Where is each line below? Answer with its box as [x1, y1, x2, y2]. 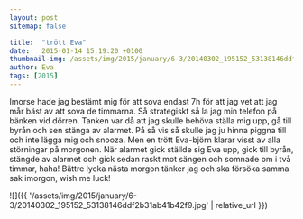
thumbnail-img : [9, 55, 67, 64]
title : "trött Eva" [9, 38, 87, 47]
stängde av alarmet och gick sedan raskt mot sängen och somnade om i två [9, 153, 291, 164]
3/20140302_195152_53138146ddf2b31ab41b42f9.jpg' [9, 199, 209, 210]
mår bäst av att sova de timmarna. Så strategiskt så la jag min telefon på [9, 105, 278, 116]
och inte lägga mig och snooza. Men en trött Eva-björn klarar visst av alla [9, 134, 281, 145]
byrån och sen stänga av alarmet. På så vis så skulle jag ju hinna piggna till [9, 124, 287, 135]
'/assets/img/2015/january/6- [29, 190, 138, 201]
